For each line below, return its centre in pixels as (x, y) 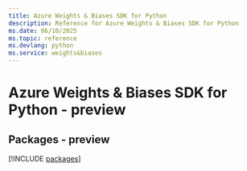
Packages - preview (59, 139)
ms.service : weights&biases (56, 53)
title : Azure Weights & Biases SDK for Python (88, 16)
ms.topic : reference (43, 38)
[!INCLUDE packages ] (45, 159)
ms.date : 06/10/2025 (43, 31)
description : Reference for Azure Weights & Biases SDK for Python (124, 23)
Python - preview (67, 110)
